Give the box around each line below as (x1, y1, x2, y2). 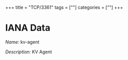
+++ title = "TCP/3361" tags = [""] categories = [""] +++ (5, 5, 123, 10)
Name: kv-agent (5, 39, 40, 45)
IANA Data (5, 22, 50, 34)
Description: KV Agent (5, 48, 52, 55)
